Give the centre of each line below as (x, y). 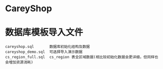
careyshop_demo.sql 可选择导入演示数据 (44, 52)
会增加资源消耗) (19, 62)
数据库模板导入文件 (44, 33)
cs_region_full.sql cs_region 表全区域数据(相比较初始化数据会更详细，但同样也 (82, 57)
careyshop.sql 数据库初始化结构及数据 (47, 47)
